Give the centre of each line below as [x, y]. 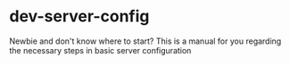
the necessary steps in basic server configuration [100, 50]
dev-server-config [79, 16]
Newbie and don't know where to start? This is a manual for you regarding [145, 41]
